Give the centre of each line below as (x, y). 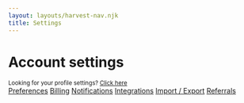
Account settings (66, 62)
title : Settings (35, 23)
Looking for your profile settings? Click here (68, 83)
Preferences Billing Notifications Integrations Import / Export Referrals (122, 91)
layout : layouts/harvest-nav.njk (63, 15)
